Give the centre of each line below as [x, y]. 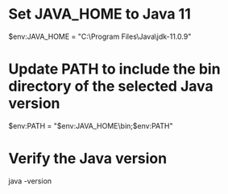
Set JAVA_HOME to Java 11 [99, 14]
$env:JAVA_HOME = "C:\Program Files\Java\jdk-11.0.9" [100, 36]
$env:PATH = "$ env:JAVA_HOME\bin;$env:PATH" [91, 125]
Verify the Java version [88, 159]
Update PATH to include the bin [114, 69]
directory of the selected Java [111, 86]
